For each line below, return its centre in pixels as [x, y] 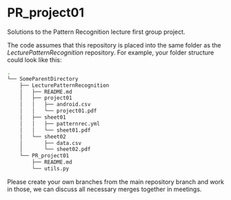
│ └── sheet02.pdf [55, 150]
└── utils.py [51, 169]
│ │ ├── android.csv [55, 105]
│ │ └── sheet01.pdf [55, 130]
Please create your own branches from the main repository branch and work [115, 181]
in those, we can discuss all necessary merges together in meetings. [104, 189]
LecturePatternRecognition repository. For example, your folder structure [111, 52]
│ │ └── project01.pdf [58, 111]
